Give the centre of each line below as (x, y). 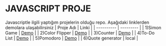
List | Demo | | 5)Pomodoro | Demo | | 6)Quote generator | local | (72, 38)
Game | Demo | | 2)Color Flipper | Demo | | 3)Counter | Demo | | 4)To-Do (80, 33)
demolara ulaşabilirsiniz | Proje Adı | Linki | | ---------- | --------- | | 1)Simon (83, 27)
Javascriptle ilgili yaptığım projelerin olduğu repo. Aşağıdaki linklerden (77, 22)
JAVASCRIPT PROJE (48, 9)
